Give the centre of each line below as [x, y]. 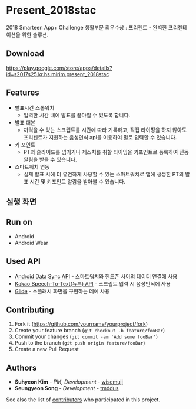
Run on [19, 222]
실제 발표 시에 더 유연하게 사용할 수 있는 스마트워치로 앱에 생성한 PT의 [104, 174]
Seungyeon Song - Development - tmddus [67, 388]
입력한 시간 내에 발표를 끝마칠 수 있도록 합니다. [77, 115]
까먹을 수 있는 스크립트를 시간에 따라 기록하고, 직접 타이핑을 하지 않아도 [105, 130]
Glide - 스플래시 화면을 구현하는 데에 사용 [62, 291]
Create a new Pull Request [47, 349]
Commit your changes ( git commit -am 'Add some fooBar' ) [86, 336]
